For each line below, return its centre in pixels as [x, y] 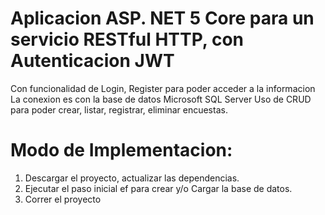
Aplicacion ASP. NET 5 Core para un [162, 18]
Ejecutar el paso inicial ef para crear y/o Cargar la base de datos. [158, 188]
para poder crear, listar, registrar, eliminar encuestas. [119, 109]
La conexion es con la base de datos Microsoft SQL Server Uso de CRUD [161, 99]
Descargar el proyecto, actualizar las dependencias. [132, 178]
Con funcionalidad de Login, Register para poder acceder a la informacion [163, 88]
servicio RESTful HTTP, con [127, 39]
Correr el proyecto [63, 199]
